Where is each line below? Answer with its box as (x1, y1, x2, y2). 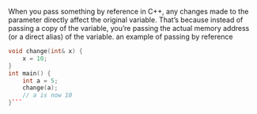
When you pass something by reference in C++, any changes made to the (8, 7, 249, 16)
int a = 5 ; (22, 77, 59, 85)
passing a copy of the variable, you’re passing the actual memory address (8, 24, 250, 32)
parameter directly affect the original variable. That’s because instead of (8, 15, 244, 25)
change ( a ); (22, 84, 59, 92)
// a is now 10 (22, 91, 73, 100)
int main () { (8, 69, 51, 78)
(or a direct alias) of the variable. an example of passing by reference (8, 32, 233, 41)
